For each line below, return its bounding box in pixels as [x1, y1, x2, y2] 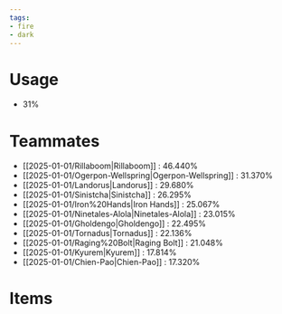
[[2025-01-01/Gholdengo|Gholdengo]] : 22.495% [22, 218, 206, 229]
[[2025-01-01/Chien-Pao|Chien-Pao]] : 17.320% [22, 257, 201, 268]
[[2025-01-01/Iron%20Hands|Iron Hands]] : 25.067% [22, 199, 221, 210]
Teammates [9, 130, 100, 151]
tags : [9, 13, 30, 23]
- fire [9, 22, 34, 31]
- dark [9, 30, 34, 39]
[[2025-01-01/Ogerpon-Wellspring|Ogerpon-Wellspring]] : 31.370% [22, 170, 274, 181]
